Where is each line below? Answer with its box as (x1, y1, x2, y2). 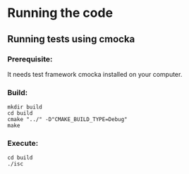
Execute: (7, 139, 39, 149)
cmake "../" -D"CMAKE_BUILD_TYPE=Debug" (7, 116, 128, 123)
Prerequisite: (7, 54, 53, 64)
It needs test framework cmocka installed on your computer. (7, 70, 183, 78)
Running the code (7, 5, 114, 21)
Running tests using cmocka (7, 33, 135, 45)
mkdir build (7, 104, 42, 111)
